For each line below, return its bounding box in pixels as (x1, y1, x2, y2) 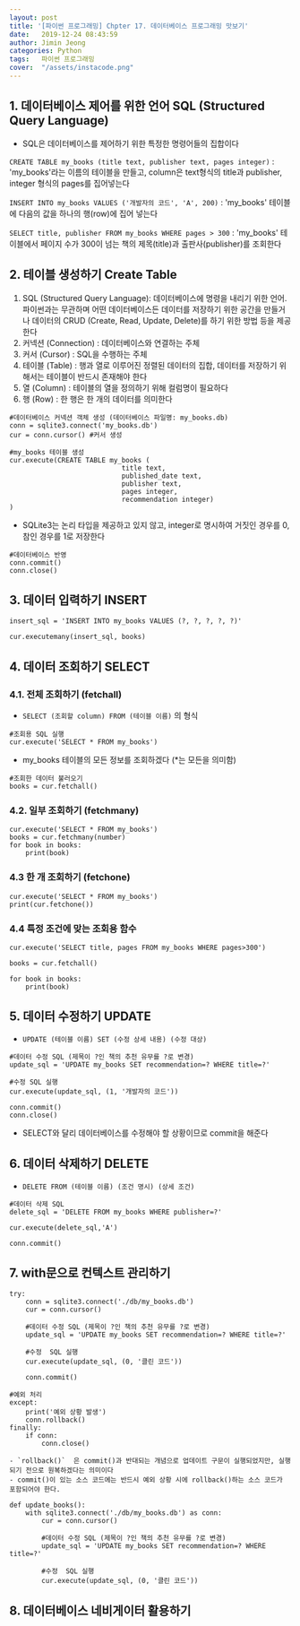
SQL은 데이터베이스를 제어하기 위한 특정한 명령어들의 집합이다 (21, 138, 239, 149)
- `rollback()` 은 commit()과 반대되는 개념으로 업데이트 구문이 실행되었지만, (9, 1457, 275, 1466)
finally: (9, 1423, 42, 1432)
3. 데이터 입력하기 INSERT (9, 592, 148, 608)
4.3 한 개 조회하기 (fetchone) (9, 871, 131, 884)
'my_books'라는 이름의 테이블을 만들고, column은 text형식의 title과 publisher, (9, 167, 283, 177)
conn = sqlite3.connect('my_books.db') (9, 420, 159, 430)
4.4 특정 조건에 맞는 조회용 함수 (9, 922, 137, 935)
